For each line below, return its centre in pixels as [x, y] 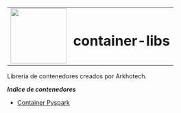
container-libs [121, 41]
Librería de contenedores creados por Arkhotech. [77, 76]
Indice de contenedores [42, 89]
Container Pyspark [44, 102]
